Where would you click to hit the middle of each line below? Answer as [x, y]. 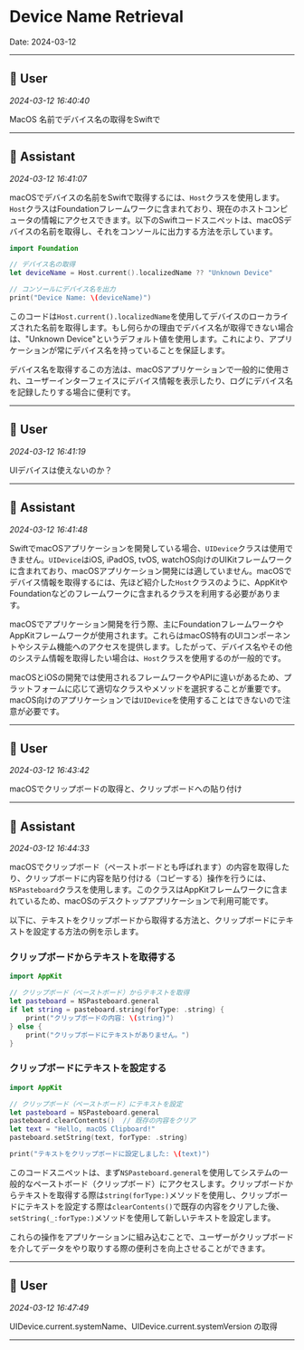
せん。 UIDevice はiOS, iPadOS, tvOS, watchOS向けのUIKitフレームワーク [158, 560]
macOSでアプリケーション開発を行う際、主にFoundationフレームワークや [147, 624]
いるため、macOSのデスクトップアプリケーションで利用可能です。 [149, 901]
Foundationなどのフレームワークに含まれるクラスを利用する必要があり [141, 593]
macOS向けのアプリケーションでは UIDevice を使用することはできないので [146, 700]
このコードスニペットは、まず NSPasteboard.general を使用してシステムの [145, 1172]
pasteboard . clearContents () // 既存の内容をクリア [103, 1121]
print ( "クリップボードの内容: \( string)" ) [100, 1018]
